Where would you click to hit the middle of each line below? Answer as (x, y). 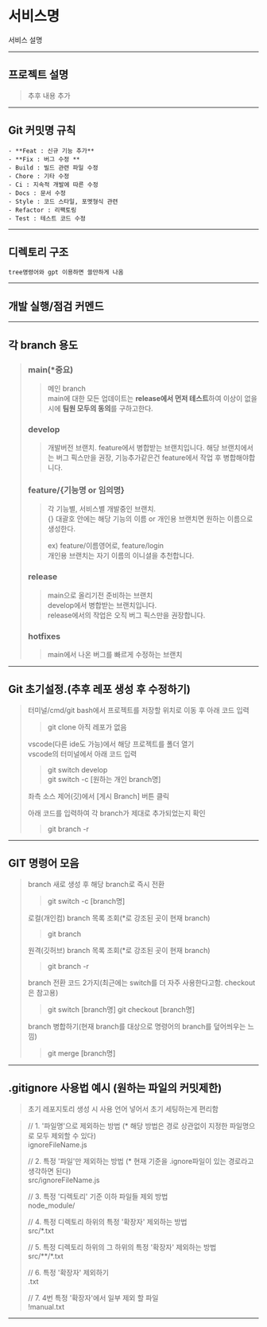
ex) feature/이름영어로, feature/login (106, 546)
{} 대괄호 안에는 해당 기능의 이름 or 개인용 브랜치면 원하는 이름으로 (150, 519)
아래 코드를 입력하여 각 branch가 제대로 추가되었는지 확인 (116, 813)
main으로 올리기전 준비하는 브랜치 (100, 595)
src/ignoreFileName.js (64, 1180)
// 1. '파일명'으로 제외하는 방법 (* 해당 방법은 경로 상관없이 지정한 (128, 1126)
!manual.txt (46, 1306)
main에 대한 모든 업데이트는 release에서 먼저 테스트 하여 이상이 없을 (153, 398)
